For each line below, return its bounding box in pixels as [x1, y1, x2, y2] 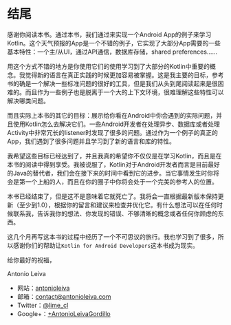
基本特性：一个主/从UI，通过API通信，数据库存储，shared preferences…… [7, 48, 218, 56]
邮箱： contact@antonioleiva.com [16, 292, 111, 300]
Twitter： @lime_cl [16, 301, 69, 309]
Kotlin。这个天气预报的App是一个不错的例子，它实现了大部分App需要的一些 [7, 39, 221, 47]
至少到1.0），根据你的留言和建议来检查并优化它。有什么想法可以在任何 [19, 200, 217, 209]
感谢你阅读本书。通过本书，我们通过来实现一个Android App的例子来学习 [7, 30, 212, 39]
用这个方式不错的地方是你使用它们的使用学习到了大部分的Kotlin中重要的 [7, 62, 210, 70]
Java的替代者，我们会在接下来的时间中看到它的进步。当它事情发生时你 [12, 169, 214, 177]
